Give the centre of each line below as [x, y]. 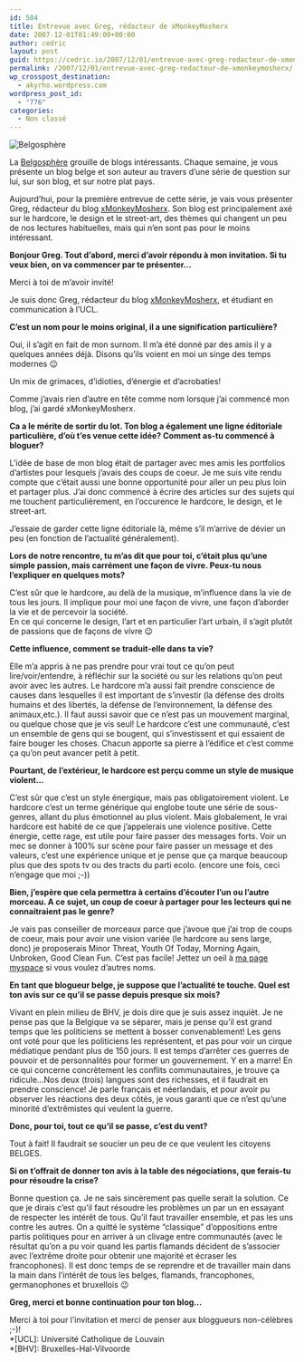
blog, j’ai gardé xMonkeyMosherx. [72, 409]
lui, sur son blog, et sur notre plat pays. [82, 181]
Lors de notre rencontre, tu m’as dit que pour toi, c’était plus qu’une [138, 556]
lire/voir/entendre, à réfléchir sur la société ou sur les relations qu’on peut [146, 676]
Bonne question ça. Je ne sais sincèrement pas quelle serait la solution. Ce [149, 1198]
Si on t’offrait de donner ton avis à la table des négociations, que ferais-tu [150, 1171]
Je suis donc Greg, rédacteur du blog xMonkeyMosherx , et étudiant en [142, 300]
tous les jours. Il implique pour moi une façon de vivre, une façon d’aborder [149, 603]
